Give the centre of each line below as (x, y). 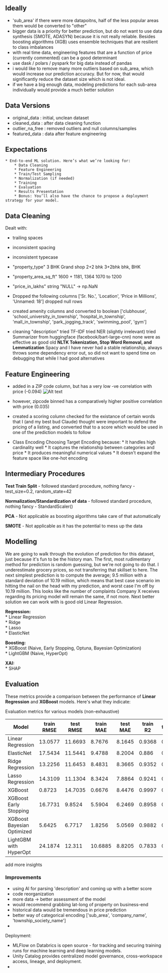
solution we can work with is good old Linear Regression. (64, 602)
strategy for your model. (32, 200)
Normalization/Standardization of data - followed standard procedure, (79, 501)
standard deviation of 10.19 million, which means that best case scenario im (82, 580)
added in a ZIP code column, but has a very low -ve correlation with (82, 386)
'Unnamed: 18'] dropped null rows (47, 301)
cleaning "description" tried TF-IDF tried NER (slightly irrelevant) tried (84, 332)
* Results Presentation (39, 192)
